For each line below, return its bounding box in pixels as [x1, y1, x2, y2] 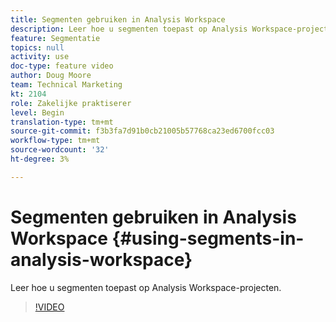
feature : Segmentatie [10, 33, 101, 43]
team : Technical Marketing [10, 80, 123, 90]
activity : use [10, 52, 70, 62]
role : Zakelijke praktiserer [10, 98, 132, 108]
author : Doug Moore [10, 71, 92, 81]
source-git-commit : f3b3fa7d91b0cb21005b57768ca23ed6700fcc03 [10, 126, 275, 136]
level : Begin [10, 107, 65, 118]
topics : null [10, 42, 65, 53]
